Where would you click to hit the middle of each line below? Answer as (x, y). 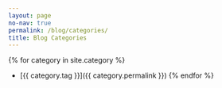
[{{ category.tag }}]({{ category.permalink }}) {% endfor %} (117, 75)
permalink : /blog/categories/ (58, 30)
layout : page (30, 15)
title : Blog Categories (48, 38)
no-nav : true (30, 23)
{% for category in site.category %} (67, 60)
